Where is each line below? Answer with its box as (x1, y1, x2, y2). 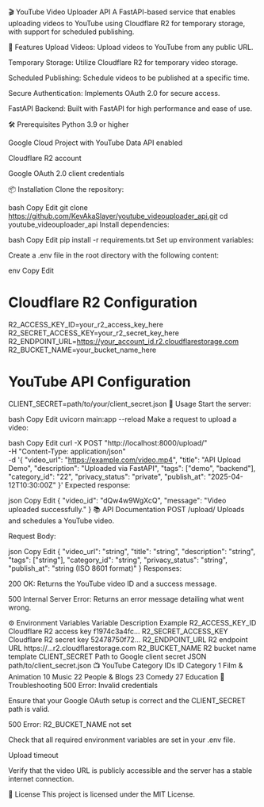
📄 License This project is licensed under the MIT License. (8, 789, 196, 799)
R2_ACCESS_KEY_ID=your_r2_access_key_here (8, 319, 164, 329)
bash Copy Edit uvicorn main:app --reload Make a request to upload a (8, 414, 237, 423)
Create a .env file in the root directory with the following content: (8, 251, 220, 260)
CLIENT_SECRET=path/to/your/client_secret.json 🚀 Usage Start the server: (8, 399, 251, 408)
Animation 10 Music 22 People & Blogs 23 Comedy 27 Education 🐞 (8, 671, 225, 681)
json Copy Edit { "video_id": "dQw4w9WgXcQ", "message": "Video (8, 495, 227, 505)
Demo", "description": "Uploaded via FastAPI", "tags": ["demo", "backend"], (8, 463, 256, 472)
